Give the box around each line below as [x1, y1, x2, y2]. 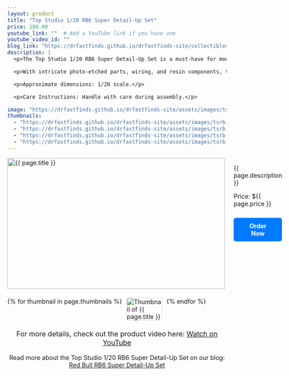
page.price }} [233, 200, 272, 208]
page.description [233, 171, 283, 179]
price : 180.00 [7, 23, 49, 30]
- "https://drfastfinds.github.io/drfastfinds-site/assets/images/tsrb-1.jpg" [13, 119, 248, 126]
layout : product [7, 10, 54, 17]
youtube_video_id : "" [7, 36, 70, 43]
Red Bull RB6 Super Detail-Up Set [68, 361, 166, 369]
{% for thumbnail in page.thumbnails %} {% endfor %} [7, 297, 207, 306]
